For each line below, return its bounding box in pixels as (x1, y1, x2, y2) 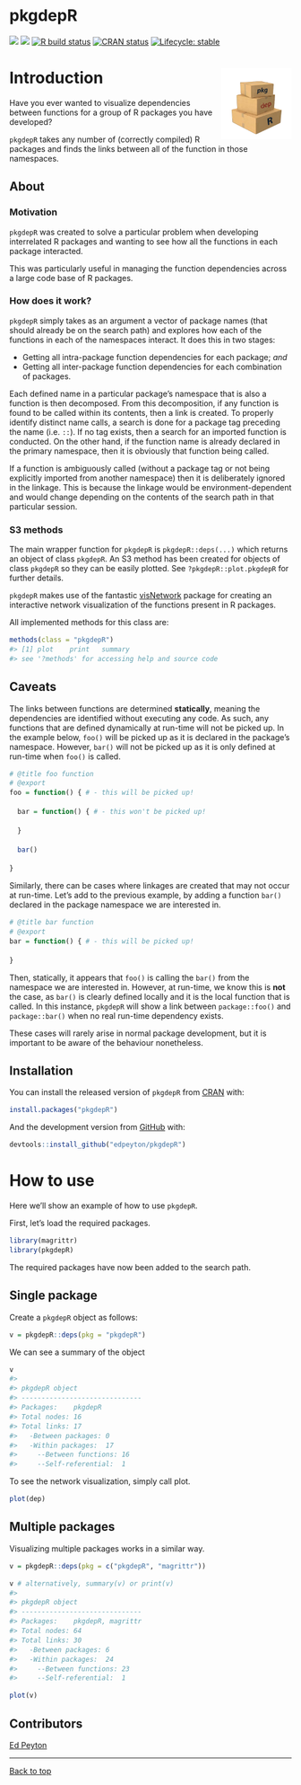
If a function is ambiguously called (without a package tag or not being (9, 463, 271, 473)
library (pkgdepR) (9, 1245, 74, 1254)
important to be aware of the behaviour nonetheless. (9, 1037, 203, 1047)
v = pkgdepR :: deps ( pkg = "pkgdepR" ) (9, 1330, 146, 1339)
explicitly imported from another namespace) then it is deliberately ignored (9, 473, 285, 483)
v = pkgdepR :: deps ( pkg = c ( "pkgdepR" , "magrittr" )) (9, 1561, 206, 1570)
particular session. (9, 500, 78, 512)
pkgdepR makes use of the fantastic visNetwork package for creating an (9, 590, 272, 601)
